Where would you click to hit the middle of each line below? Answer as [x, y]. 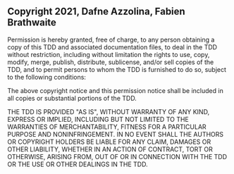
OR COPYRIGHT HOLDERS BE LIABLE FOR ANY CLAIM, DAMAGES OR [109, 142]
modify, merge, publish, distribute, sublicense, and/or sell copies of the [111, 62]
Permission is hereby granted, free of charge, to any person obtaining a [111, 39]
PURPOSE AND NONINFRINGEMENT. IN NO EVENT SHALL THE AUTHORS [116, 134]
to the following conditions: [47, 77]
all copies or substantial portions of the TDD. [72, 98]
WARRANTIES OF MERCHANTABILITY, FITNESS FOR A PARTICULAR [107, 127]
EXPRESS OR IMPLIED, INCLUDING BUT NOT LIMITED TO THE [98, 119]
